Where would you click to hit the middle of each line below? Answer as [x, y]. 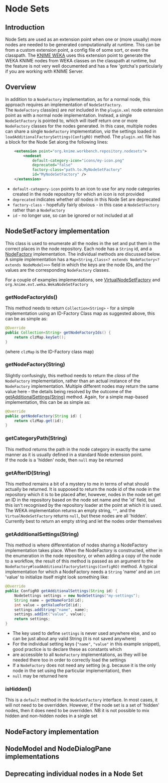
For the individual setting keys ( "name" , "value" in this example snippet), [87, 644]
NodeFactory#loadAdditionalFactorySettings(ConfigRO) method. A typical [81, 567]
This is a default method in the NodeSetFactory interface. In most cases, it [81, 700]
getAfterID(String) [28, 473]
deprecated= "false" [52, 165]
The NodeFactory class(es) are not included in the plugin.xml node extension [85, 110]
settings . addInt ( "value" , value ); [50, 614]
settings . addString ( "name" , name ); [51, 610]
